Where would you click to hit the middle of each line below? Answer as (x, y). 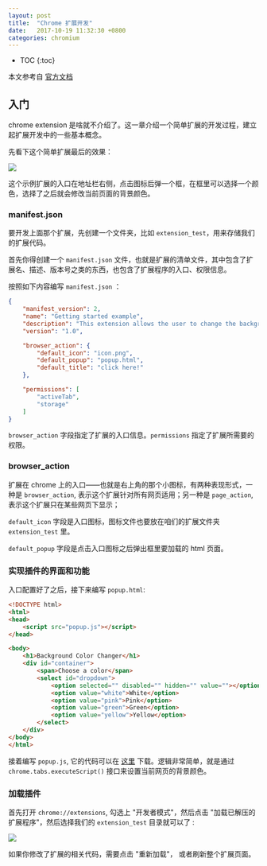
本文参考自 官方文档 (41, 77)
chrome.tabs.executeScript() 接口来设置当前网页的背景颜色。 (110, 771)
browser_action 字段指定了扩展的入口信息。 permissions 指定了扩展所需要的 (131, 435)
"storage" (53, 404)
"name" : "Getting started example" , (83, 316)
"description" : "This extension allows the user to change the (130, 324)
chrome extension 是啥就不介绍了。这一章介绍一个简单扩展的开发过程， (126, 125)
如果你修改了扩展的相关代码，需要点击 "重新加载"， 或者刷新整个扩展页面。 (132, 854)
